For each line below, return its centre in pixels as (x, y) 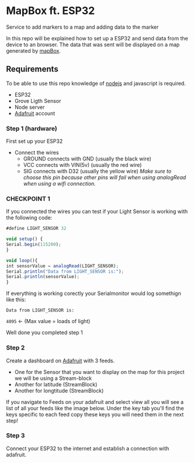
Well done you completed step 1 (44, 332)
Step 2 (15, 348)
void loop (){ (22, 260)
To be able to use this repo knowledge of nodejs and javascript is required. (96, 83)
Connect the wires (37, 153)
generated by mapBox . (34, 50)
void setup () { (25, 239)
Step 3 (15, 435)
